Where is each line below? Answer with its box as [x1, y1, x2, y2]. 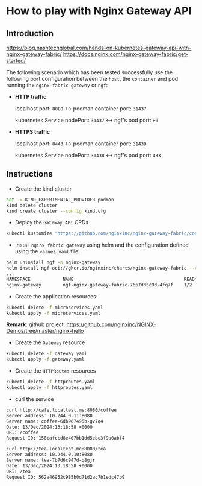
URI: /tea [6, 469, 31, 475]
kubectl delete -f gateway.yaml [6, 351, 87, 357]
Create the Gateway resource [14, 339, 85, 346]
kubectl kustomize [6, 230, 52, 236]
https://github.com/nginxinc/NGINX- [66, 321, 156, 328]
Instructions [6, 169, 53, 179]
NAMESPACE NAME [6, 276, 74, 282]
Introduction [6, 28, 54, 39]
